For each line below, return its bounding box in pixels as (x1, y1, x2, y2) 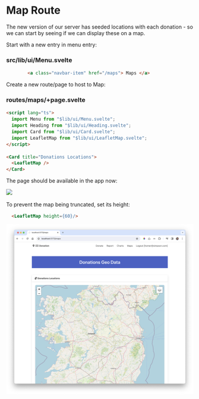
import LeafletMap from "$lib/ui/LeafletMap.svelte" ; (11, 135, 147, 141)
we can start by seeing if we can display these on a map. (6, 29, 146, 36)
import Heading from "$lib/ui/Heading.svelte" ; (11, 122, 132, 128)
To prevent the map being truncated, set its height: (6, 201, 130, 208)
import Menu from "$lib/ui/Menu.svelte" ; (11, 117, 116, 122)
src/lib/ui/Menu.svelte (6, 56, 72, 64)
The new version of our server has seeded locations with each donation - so (6, 23, 193, 30)
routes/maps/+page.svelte (6, 96, 86, 104)
